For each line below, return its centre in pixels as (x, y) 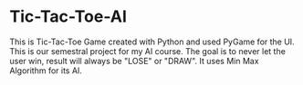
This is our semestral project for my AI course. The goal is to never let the (147, 51)
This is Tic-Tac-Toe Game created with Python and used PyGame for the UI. (152, 42)
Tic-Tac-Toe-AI (68, 17)
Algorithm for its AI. (46, 71)
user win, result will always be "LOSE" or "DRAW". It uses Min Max (134, 61)
